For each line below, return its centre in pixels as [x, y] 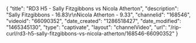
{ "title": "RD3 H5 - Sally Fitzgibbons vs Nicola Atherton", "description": [92, 9]
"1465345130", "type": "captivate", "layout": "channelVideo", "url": [87, 27]
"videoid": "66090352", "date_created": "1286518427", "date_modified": [94, 21]
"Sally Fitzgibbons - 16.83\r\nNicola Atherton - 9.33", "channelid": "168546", [99, 15]
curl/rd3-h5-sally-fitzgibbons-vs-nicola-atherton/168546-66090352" [90, 34]
